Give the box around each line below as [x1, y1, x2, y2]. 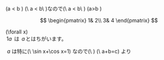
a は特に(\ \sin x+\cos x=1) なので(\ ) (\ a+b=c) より [7, 48, 131, 55]
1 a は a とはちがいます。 [6, 35, 67, 42]
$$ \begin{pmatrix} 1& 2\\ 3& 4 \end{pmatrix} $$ [40, 17, 158, 24]
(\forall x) [5, 28, 28, 35]
